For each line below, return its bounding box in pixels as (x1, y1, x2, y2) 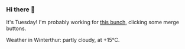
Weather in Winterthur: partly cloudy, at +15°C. (6, 37, 120, 44)
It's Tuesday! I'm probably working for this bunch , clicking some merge (6, 19, 179, 26)
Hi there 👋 (6, 5, 35, 14)
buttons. (6, 25, 27, 32)
